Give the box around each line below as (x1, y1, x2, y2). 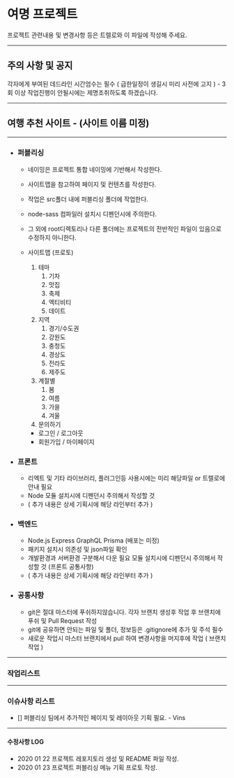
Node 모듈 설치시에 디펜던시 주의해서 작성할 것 (27, 492, 155, 500)
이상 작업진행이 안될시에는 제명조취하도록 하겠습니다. (14, 88, 158, 96)
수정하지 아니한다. (27, 233, 77, 242)
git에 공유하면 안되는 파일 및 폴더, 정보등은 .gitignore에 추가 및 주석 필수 (27, 625, 224, 633)
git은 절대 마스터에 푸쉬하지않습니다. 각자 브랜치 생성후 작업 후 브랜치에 (27, 608, 221, 616)
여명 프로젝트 (7, 6, 78, 22)
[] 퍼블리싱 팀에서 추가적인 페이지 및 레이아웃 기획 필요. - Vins (17, 714, 186, 722)
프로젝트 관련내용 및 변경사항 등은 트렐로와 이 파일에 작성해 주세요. (7, 31, 187, 39)
